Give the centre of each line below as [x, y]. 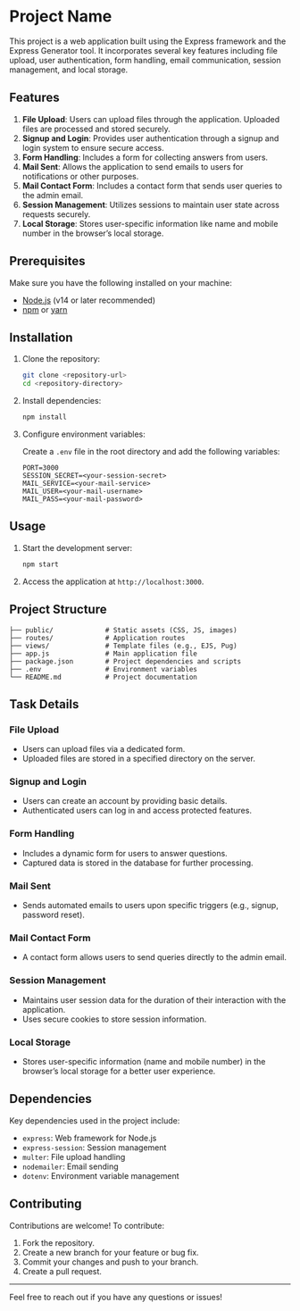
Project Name [61, 17]
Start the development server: [77, 547]
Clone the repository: [61, 359]
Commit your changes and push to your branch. [110, 1262]
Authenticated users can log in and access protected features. [137, 811]
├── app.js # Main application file [104, 654]
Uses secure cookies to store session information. [114, 1019]
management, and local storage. [69, 70]
